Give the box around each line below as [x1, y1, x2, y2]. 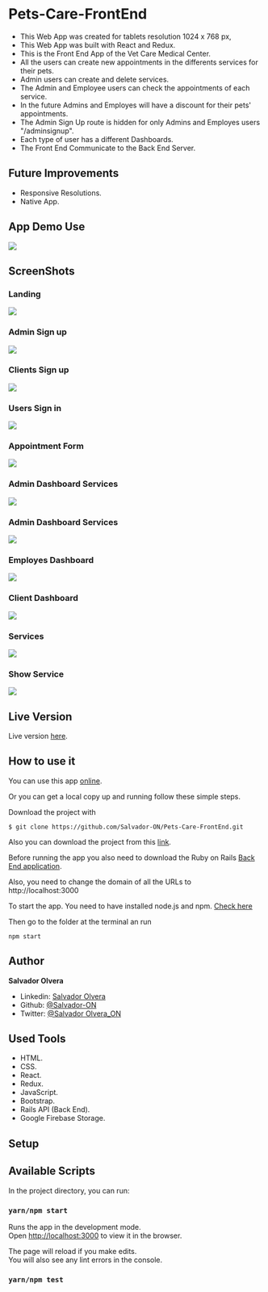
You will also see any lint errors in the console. [8, 1255, 163, 1265]
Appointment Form [8, 441, 85, 452]
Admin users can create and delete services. [19, 74, 170, 84]
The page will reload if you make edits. [8, 1246, 137, 1256]
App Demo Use [8, 220, 86, 234]
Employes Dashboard [8, 554, 94, 565]
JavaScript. [19, 1088, 59, 1097]
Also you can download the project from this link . [8, 837, 172, 846]
